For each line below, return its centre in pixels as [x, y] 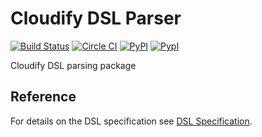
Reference [43, 97]
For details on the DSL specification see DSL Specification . [131, 121]
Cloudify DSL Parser [96, 18]
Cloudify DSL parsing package [73, 65]
